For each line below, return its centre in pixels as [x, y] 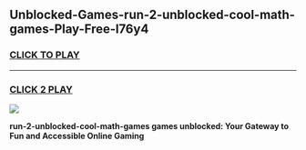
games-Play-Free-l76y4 [79, 30]
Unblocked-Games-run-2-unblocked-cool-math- [153, 15]
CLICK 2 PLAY [41, 89]
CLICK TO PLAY [45, 55]
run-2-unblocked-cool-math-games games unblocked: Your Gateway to [149, 125]
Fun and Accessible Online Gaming [77, 135]
